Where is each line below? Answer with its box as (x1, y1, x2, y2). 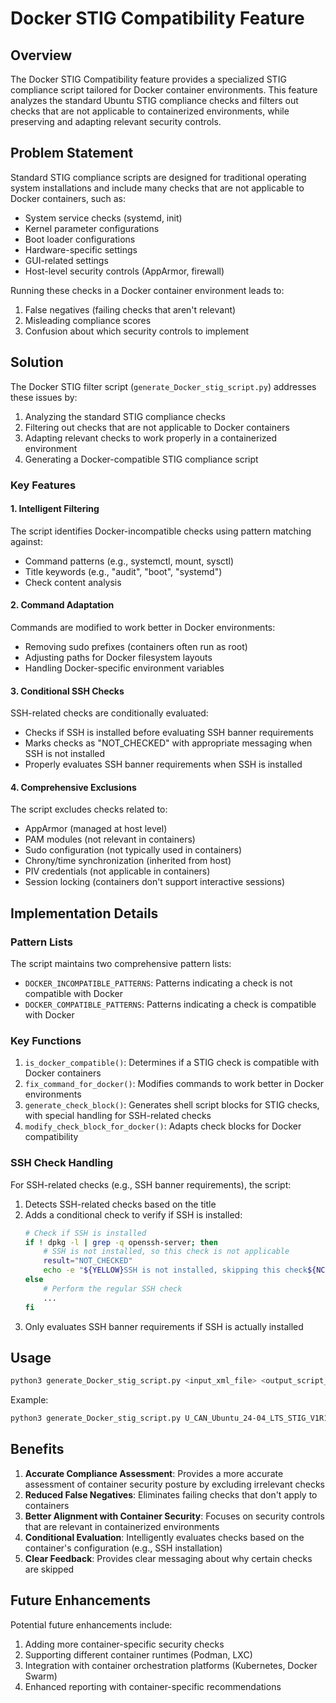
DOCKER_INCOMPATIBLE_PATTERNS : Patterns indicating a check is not (24, 977, 293, 989)
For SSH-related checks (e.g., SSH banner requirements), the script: (10, 1178, 292, 1191)
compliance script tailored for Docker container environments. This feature (10, 84, 318, 96)
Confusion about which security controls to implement (24, 325, 250, 337)
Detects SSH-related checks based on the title (24, 1198, 217, 1210)
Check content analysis (24, 576, 122, 588)
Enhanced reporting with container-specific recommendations (24, 1680, 282, 1692)
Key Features (10, 478, 77, 492)
